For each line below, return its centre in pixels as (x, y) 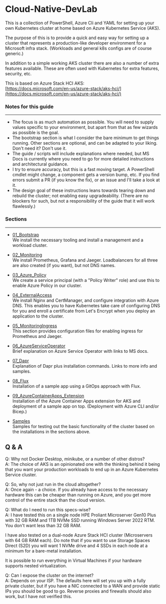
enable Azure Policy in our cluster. (47, 285)
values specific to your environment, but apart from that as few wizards (85, 127)
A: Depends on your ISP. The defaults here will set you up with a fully (75, 581)
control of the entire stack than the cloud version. (55, 500)
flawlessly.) (24, 206)
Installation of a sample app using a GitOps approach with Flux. (77, 386)
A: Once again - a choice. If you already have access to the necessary (77, 490)
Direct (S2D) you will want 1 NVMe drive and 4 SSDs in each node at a (77, 546)
